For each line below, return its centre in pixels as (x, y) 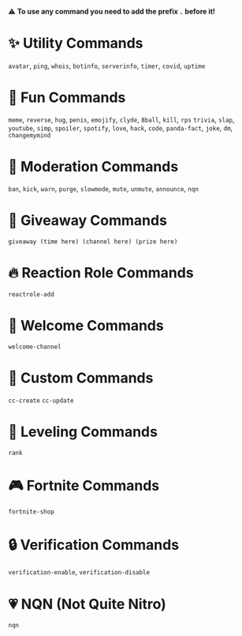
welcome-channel (35, 347)
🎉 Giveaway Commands (88, 220)
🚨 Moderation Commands (93, 167)
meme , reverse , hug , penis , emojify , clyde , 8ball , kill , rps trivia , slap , (121, 119)
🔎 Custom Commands (81, 378)
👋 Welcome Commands (86, 325)
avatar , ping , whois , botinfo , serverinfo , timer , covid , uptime (107, 66)
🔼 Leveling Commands (83, 432)
